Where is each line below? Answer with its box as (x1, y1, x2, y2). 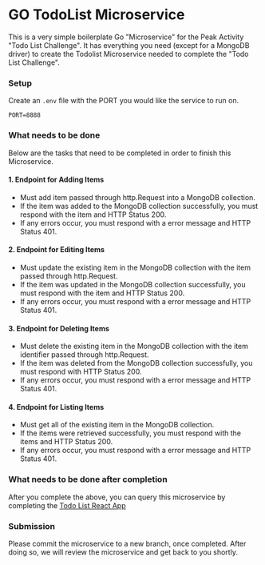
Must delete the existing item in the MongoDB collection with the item (19, 342, 249, 351)
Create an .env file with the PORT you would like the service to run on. (8, 96, 239, 106)
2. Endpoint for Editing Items (8, 245, 105, 254)
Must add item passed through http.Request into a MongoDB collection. (19, 192, 255, 202)
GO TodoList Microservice (8, 6, 185, 24)
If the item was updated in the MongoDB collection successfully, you (19, 279, 246, 289)
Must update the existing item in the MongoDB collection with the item (19, 262, 251, 272)
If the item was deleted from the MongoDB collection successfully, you (19, 359, 253, 368)
